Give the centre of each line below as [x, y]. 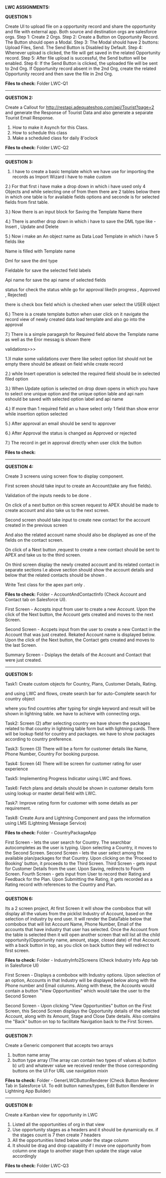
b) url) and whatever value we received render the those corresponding [85, 1065]
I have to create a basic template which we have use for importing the [83, 171]
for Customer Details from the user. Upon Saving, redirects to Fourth [75, 868]
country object [20, 699]
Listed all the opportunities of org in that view [58, 1124]
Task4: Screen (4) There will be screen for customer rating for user [73, 764]
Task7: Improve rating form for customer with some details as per [72, 803]
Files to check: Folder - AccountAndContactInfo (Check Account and [76, 594]
